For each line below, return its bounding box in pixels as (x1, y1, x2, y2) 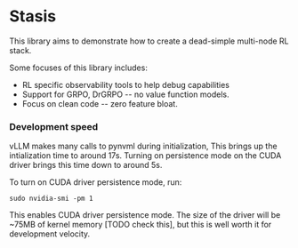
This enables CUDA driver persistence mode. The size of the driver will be (9, 210, 281, 220)
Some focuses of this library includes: (9, 62, 149, 73)
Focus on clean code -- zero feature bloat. (21, 98, 178, 108)
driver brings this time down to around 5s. (9, 160, 163, 171)
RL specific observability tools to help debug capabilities (21, 79, 230, 90)
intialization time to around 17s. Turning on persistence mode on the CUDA (9, 150, 282, 161)
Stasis (9, 6, 56, 27)
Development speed (9, 120, 99, 132)
